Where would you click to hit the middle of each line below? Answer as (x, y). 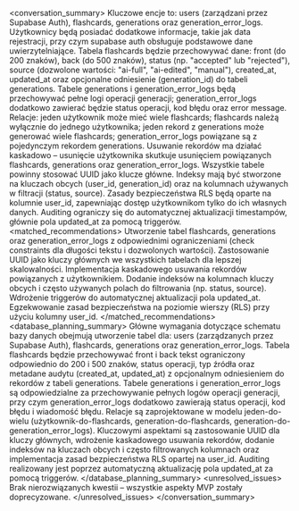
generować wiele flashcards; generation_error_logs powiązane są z (133, 136)
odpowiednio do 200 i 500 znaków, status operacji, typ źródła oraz (132, 364)
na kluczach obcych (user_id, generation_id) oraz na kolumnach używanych (149, 184)
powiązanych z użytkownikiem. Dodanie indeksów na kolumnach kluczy (141, 279)
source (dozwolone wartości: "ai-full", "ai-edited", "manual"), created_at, (143, 70)
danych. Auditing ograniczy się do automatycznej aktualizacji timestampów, (148, 212)
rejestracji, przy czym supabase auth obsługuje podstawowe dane (131, 41)
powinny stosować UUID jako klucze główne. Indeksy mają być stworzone (145, 174)
